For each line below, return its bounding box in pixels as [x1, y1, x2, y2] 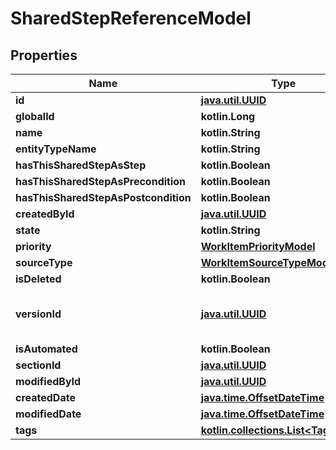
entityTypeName [15, 142, 97, 156]
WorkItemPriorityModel [200, 240, 316, 253]
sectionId [15, 358, 62, 372]
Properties [10, 47, 78, 64]
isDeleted [15, 272, 62, 286]
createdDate [15, 391, 76, 404]
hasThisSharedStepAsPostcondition [15, 191, 192, 204]
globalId [15, 110, 55, 123]
